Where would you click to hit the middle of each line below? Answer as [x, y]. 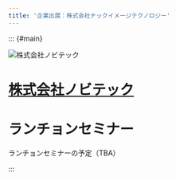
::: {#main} [25, 38]
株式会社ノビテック [71, 90]
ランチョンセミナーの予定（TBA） [64, 153]
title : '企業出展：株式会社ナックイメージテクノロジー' [90, 16]
